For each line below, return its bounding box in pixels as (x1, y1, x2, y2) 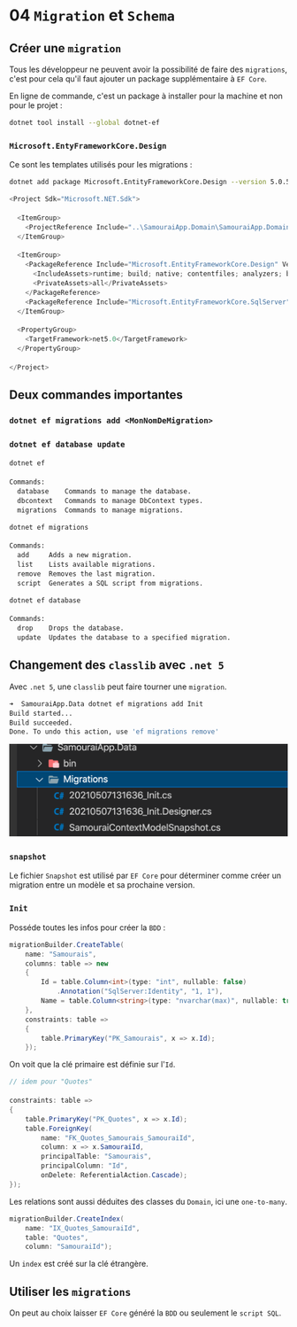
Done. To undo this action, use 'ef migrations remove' (9, 727, 219, 736)
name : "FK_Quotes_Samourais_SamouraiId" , (41, 1133, 196, 1143)
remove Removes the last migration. (17, 569, 156, 578)
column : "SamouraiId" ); (25, 1242, 113, 1252)
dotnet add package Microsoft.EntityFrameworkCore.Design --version (9, 178, 267, 187)
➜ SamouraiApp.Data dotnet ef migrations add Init (9, 699, 203, 709)
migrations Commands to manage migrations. (17, 506, 184, 515)
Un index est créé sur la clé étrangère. (9, 1259, 148, 1269)
